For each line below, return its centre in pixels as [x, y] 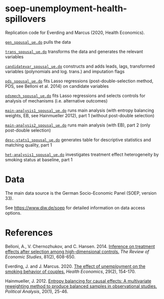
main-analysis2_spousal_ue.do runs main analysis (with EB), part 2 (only [78, 125]
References [29, 233]
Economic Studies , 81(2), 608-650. [40, 257]
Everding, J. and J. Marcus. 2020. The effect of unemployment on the [75, 266]
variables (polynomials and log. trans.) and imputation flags [65, 71]
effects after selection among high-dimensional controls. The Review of [77, 251]
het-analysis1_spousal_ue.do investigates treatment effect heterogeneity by [82, 154]
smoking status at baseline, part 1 [39, 159]
